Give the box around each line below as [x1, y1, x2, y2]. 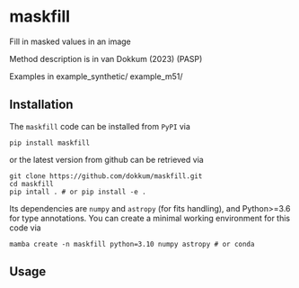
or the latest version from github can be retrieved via [9, 154, 204, 165]
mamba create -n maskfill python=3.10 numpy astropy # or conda [9, 239, 255, 248]
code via [9, 222, 42, 233]
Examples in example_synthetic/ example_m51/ [9, 70, 183, 82]
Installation [9, 97, 74, 112]
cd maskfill [9, 179, 54, 188]
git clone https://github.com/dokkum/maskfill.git [9, 171, 203, 181]
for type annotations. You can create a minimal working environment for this [9, 212, 291, 223]
